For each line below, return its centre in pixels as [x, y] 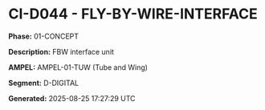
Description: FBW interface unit [61, 51]
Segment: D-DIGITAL [43, 83]
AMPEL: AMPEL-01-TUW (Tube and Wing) [78, 67]
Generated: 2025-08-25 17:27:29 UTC [72, 98]
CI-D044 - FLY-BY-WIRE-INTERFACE [133, 14]
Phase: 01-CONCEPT [43, 36]
